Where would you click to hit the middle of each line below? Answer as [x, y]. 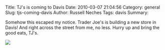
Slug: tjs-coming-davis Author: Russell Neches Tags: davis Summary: [77, 12]
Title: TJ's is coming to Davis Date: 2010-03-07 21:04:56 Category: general [83, 7]
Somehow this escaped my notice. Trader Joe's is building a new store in [81, 22]
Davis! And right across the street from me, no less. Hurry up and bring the [82, 27]
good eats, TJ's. [22, 33]
